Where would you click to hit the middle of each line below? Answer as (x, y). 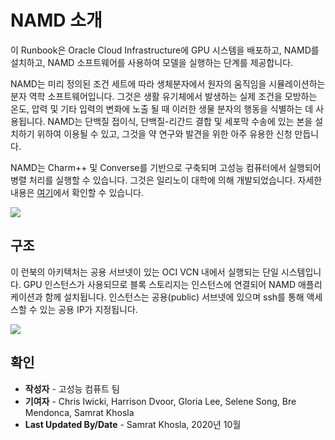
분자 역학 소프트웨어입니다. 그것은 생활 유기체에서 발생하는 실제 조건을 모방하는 (164, 96)
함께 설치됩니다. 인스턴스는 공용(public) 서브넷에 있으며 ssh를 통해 (174, 297)
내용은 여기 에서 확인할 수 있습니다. (77, 192)
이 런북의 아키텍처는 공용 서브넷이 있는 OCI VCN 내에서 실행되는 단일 (144, 272)
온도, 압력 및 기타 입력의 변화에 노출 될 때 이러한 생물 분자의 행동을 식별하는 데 (162, 108)
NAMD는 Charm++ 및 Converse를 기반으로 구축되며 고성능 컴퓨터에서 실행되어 (166, 167)
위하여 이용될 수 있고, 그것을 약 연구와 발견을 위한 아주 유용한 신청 (164, 133)
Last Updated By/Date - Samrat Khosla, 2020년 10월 (133, 424)
